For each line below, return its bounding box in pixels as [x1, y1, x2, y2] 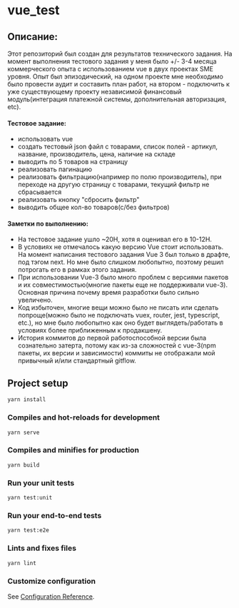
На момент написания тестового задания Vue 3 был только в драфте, [17, 250, 230, 259]
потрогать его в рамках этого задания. [17, 265, 137, 274]
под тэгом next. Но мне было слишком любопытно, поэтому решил [17, 258, 224, 266]
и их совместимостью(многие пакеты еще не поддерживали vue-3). [17, 280, 228, 289]
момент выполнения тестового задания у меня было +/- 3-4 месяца [7, 57, 217, 66]
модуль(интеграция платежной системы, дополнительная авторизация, [7, 95, 227, 103]
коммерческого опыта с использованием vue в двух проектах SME [7, 65, 214, 73]
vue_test [7, 2, 60, 19]
